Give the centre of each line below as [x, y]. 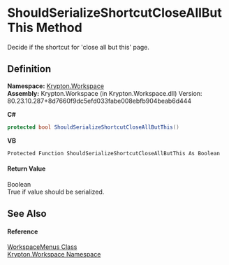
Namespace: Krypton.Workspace [56, 86]
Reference [23, 231]
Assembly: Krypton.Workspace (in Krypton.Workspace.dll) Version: [105, 93]
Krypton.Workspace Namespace [54, 255]
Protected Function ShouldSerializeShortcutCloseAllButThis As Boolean [113, 153]
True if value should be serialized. [56, 192]
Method [59, 28]
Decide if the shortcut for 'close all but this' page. [79, 47]
